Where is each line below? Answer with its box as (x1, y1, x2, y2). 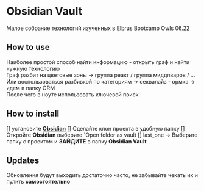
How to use (6, 42, 50, 52)
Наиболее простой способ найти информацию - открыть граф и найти (6, 58, 190, 65)
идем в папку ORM (6, 84, 55, 92)
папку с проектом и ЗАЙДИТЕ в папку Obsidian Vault (6, 137, 147, 145)
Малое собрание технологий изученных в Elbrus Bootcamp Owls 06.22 (6, 24, 190, 32)
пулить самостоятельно (6, 178, 71, 186)
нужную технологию (6, 65, 60, 72)
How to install (6, 109, 60, 119)
